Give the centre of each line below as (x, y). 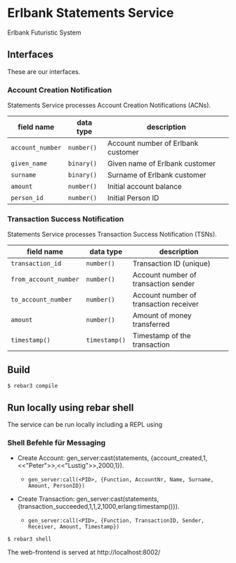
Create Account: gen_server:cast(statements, (83, 458)
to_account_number (41, 300)
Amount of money (162, 316)
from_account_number (45, 279)
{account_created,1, (179, 458)
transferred (151, 324)
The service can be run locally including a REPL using (85, 424)
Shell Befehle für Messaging (57, 443)
